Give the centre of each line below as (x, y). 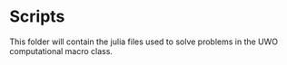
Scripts (37, 17)
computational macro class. (61, 51)
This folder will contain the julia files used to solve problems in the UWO (144, 42)
